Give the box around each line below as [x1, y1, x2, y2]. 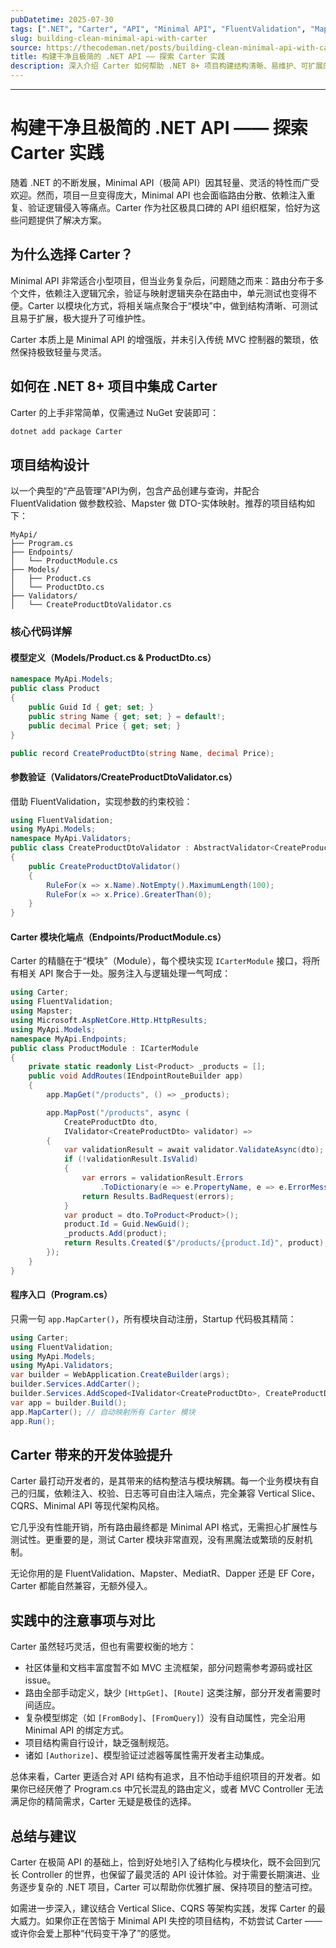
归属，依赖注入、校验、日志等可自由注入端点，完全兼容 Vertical [27, 1487, 290, 1500]
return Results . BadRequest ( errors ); [81, 1191, 235, 1201]
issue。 [24, 1674, 57, 1686]
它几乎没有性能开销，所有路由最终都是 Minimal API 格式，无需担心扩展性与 [10, 1521, 318, 1533]
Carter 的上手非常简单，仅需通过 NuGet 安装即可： [10, 406, 220, 418]
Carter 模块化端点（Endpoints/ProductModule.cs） [10, 931, 227, 943]
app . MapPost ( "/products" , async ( [46, 1107, 190, 1118]
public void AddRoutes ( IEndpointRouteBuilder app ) [28, 1071, 244, 1081]
